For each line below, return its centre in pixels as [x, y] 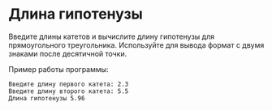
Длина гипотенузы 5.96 [47, 98]
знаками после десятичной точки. [68, 53]
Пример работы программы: [58, 69]
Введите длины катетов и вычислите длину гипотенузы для [112, 36]
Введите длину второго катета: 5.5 [69, 91]
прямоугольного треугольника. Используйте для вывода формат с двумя [136, 44]
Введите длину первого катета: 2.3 [69, 84]
